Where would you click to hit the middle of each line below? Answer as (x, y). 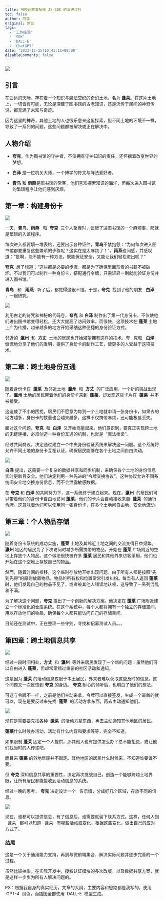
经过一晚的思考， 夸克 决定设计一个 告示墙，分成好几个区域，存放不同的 (79, 791)
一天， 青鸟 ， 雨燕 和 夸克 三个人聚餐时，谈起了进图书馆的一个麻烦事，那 (80, 228)
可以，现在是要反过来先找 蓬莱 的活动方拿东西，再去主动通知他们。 (74, 701)
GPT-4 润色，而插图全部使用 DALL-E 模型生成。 (56, 893)
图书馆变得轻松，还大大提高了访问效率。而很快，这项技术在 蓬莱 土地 (87, 321)
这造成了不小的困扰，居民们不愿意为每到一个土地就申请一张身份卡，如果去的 (82, 411)
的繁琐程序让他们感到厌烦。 (40, 189)
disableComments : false (29, 55)
